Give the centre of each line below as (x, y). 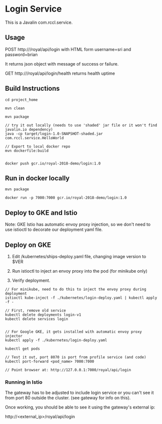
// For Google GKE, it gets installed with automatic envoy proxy (73, 332)
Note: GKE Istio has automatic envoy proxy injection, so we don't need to (78, 225)
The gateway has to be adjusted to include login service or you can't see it (80, 393)
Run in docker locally (37, 178)
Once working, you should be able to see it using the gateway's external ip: (80, 407)
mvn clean (15, 108)
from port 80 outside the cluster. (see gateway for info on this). (68, 398)
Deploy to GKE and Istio (41, 213)
